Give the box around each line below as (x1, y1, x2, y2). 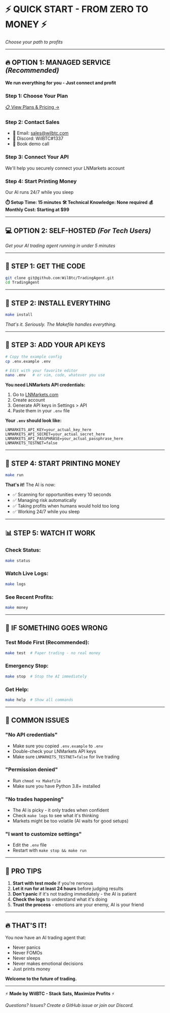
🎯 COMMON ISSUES (5, 716, 70, 725)
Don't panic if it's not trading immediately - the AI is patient (12, 891, 137, 897)
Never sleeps (12, 955, 40, 961)
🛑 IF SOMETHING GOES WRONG (5, 624, 108, 632)
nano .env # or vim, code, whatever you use (5, 372, 105, 378)
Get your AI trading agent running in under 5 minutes (5, 242, 115, 248)
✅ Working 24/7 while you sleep (12, 509, 80, 515)
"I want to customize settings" (5, 830, 82, 837)
